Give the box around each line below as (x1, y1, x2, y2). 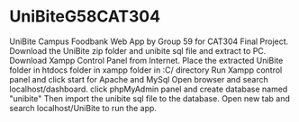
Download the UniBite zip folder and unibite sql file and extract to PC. (9, 45, 267, 56)
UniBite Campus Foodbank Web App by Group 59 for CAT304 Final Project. (9, 36, 289, 47)
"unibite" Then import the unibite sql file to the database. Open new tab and (9, 92, 291, 104)
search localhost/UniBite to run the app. (9, 102, 158, 113)
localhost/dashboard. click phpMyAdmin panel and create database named (9, 83, 288, 94)
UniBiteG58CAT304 (9, 6, 160, 27)
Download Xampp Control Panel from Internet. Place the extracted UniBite (9, 55, 284, 65)
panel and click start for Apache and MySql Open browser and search (9, 74, 268, 84)
